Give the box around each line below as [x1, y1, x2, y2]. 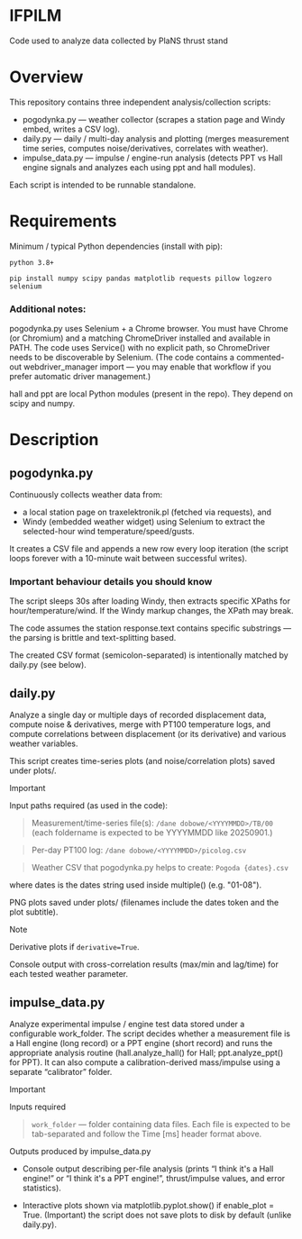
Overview [9, 67, 84, 87]
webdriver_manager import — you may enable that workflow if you [23, 361, 272, 372]
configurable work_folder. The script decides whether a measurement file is [9, 1028, 291, 1039]
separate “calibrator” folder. [9, 1067, 113, 1078]
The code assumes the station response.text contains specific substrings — [9, 623, 292, 633]
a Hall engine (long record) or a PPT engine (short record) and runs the [9, 1038, 273, 1049]
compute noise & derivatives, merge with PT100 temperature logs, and [9, 719, 271, 730]
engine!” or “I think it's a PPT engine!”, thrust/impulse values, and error [22, 1173, 286, 1184]
